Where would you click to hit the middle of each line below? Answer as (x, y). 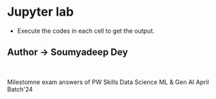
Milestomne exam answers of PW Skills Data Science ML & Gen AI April (108, 82)
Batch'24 (20, 89)
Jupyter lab (41, 12)
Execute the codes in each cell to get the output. (86, 31)
